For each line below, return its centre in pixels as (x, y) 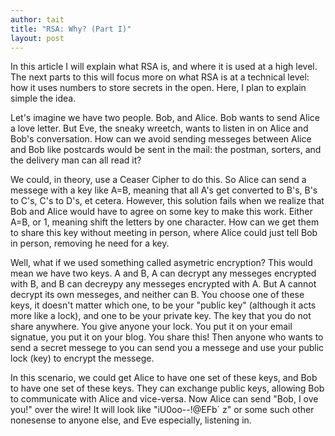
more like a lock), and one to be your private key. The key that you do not (161, 316)
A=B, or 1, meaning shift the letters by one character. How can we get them (165, 222)
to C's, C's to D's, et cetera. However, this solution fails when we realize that (167, 201)
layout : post (37, 38)
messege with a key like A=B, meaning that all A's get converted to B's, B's (164, 190)
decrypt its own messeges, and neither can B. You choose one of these (157, 295)
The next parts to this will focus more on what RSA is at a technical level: (160, 77)
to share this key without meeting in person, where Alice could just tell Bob (164, 233)
